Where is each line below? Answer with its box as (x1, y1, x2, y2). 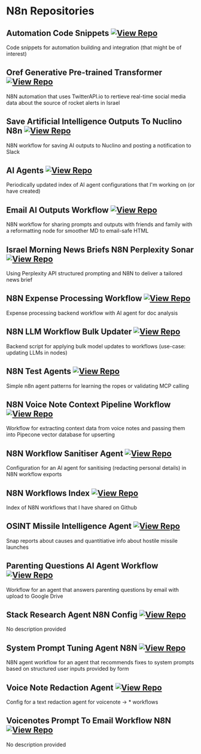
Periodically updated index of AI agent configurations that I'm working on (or (6, 181, 195, 188)
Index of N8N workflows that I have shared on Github (6, 504, 138, 511)
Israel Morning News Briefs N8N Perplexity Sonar (6, 244, 194, 255)
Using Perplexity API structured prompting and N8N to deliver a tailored (6, 270, 182, 277)
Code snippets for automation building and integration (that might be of (6, 44, 182, 51)
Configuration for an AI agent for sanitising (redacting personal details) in (6, 464, 187, 472)
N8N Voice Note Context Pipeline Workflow (6, 399, 171, 409)
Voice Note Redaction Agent (6, 682, 114, 692)
